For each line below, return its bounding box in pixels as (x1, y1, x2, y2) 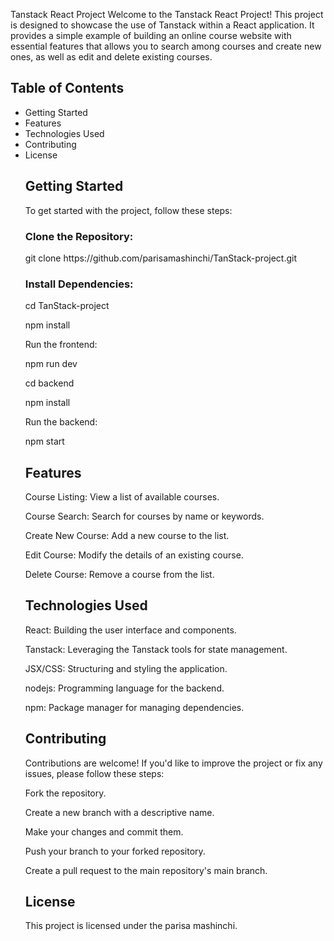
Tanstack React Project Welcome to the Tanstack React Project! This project (10, 9, 324, 20)
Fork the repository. (24, 787, 107, 799)
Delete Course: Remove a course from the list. (24, 569, 215, 581)
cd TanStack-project (24, 300, 110, 312)
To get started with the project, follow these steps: (24, 204, 233, 216)
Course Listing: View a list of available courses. (24, 491, 220, 503)
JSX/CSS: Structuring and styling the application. (24, 662, 228, 674)
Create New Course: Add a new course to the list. (24, 530, 230, 542)
